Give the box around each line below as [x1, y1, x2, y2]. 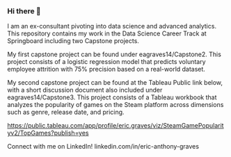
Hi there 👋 [7, 6, 42, 16]
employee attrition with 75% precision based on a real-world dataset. [7, 65, 205, 74]
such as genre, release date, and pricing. [7, 108, 125, 117]
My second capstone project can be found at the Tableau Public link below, [7, 78, 223, 87]
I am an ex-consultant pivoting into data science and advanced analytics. [7, 22, 217, 31]
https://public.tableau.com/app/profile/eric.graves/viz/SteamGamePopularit [7, 122, 224, 130]
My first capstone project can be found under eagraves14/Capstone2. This [7, 50, 221, 58]
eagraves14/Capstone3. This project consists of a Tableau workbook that [7, 93, 217, 101]
